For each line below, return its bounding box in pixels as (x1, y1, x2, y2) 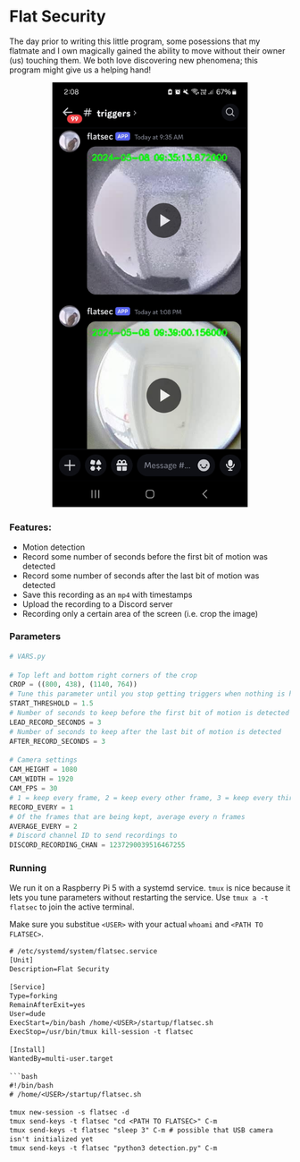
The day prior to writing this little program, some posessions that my (9, 36, 261, 47)
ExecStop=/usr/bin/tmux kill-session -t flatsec (9, 1027, 194, 1036)
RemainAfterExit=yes (9, 1000, 87, 1009)
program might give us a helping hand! (9, 64, 152, 75)
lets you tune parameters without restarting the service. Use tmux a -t (9, 892, 270, 902)
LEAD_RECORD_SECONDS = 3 (9, 718, 102, 727)
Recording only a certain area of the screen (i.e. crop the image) (21, 608, 259, 619)
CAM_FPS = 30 (9, 784, 58, 793)
